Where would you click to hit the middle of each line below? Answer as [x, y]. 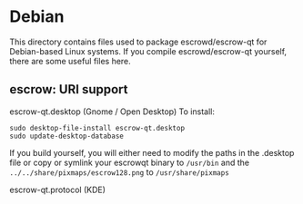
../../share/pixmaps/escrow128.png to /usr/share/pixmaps [119, 172]
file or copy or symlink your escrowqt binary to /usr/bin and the [130, 162]
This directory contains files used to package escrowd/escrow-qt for [138, 42]
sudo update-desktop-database [67, 136]
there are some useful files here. [71, 61]
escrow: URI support [69, 89]
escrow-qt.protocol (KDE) [58, 189]
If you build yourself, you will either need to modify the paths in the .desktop [152, 152]
